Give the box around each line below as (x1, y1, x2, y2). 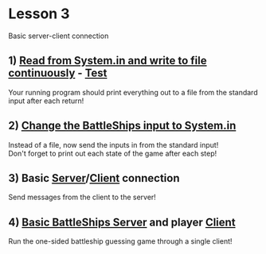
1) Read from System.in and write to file (8, 54, 207, 67)
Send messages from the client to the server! (8, 192, 157, 202)
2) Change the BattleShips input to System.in (8, 119, 237, 133)
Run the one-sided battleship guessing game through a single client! (8, 237, 233, 246)
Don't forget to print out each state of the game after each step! (8, 148, 217, 158)
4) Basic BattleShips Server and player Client (8, 215, 237, 229)
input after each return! (8, 96, 84, 106)
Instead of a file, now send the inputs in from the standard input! (8, 140, 219, 149)
